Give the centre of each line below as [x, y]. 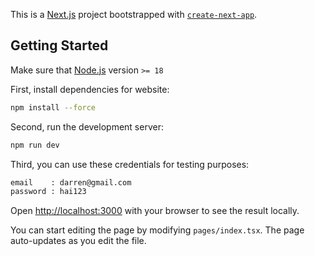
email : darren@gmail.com [71, 182]
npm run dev [35, 145]
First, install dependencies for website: [90, 89]
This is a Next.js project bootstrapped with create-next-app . [134, 14]
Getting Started [59, 45]
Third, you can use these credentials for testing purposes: [130, 164]
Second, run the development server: [87, 126]
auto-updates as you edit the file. [78, 241]
